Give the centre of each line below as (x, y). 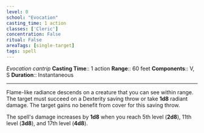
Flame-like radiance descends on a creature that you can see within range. (100, 92)
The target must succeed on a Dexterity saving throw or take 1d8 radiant (97, 99)
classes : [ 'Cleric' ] (32, 29)
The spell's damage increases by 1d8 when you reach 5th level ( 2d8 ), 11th (99, 117)
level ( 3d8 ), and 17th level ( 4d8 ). (47, 123)
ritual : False (24, 40)
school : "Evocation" (32, 18)
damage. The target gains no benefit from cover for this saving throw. (93, 105)
